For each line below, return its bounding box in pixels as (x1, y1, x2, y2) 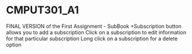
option (6, 41, 22, 48)
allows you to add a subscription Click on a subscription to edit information (6, 28, 186, 35)
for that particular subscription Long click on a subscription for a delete (6, 35, 178, 42)
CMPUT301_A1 (6, 3, 79, 17)
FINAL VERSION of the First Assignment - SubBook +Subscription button (6, 23, 182, 30)
